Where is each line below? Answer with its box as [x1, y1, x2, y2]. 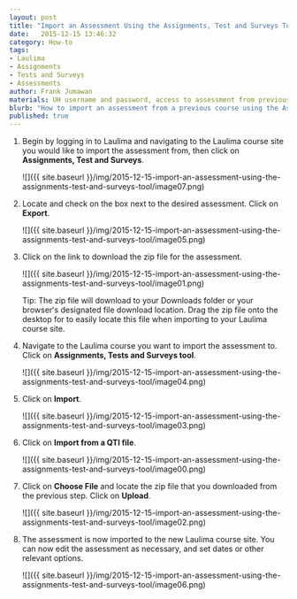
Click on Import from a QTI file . [21, 437, 137, 448]
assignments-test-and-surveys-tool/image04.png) [21, 377, 206, 388]
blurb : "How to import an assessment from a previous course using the [9, 104, 278, 112]
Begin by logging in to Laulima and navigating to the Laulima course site [21, 136, 285, 147]
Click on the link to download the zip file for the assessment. [21, 251, 243, 262]
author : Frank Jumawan [9, 87, 93, 96]
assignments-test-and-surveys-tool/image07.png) [21, 181, 205, 192]
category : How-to [9, 37, 73, 47]
